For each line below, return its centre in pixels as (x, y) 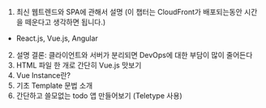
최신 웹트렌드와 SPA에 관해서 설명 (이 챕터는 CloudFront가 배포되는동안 (129, 12)
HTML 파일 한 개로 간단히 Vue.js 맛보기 (79, 65)
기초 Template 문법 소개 (54, 85)
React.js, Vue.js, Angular (57, 38)
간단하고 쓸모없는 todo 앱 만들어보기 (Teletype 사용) (99, 95)
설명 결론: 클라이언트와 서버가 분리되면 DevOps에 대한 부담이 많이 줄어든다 (134, 55)
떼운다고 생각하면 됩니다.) (65, 22)
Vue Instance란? (43, 75)
